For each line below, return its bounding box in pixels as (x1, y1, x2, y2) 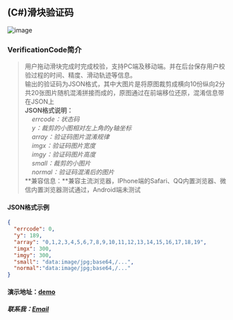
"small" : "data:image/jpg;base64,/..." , (13, 258, 134, 266)
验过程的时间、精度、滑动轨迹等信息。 (24, 71, 136, 80)
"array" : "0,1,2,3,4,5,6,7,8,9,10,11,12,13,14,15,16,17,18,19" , (13, 238, 207, 245)
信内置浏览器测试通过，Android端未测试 (24, 185, 141, 194)
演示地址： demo (7, 288, 56, 296)
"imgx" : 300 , (13, 245, 52, 252)
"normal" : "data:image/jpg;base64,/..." (13, 265, 131, 272)
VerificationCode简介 (7, 44, 83, 54)
